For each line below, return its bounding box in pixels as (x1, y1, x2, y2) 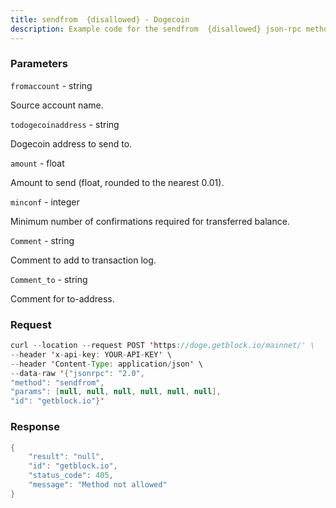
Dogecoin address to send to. (10, 137, 133, 150)
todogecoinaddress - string (10, 118, 120, 130)
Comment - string (10, 234, 75, 246)
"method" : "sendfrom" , (10, 377, 105, 388)
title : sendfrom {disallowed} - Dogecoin (10, 14, 190, 25)
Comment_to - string (10, 273, 88, 285)
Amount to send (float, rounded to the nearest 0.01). (10, 176, 225, 188)
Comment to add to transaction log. (10, 254, 157, 266)
